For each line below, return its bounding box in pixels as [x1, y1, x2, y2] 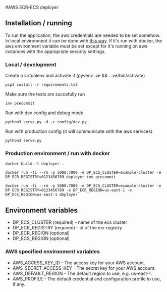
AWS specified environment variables [5, 248, 100, 255]
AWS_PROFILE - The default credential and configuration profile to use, [12, 275, 161, 282]
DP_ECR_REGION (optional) [12, 230, 70, 236]
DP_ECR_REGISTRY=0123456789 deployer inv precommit [5, 174, 116, 180]
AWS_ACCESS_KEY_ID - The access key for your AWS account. [12, 260, 145, 266]
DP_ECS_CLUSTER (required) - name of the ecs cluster [12, 219, 128, 225]
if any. [12, 281, 26, 287]
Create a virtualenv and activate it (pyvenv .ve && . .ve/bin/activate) [5, 73, 145, 79]
